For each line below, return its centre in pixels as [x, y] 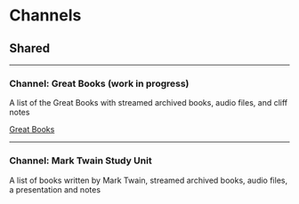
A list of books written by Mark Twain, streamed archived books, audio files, [148, 180]
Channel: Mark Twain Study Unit [81, 161]
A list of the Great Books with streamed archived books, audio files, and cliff [149, 103]
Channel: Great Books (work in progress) [99, 83]
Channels [45, 16]
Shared [30, 48]
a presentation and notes [55, 189]
